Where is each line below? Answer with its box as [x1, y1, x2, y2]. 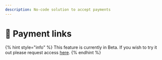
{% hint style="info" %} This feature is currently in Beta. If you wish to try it [5, 44, 157, 50]
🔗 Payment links [5, 28, 72, 39]
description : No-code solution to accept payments [5, 7, 111, 12]
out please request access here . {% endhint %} [5, 49, 102, 55]
